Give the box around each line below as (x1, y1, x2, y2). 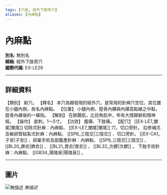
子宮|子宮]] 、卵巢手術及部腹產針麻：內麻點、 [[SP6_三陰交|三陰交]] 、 (5, 137, 149, 143)
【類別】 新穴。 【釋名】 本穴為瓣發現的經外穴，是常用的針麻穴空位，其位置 (5, 100, 162, 106)
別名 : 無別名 (5, 52, 30, 58)
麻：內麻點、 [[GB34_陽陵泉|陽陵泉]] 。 (5, 150, 86, 156)
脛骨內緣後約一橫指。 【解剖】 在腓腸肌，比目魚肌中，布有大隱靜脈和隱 (5, 112, 152, 118)
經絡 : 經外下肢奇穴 (5, 58, 43, 65)
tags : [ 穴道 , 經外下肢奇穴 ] (5, 7, 57, 12)
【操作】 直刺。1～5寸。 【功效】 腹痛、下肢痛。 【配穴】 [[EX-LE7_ (14, 118, 154, 125)
